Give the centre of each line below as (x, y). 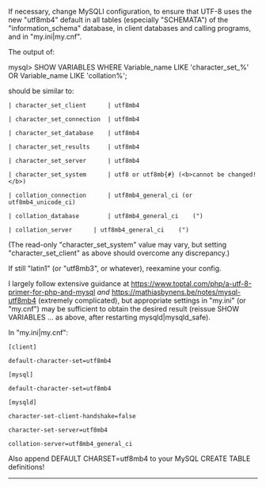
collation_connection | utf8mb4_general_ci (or (104, 195)
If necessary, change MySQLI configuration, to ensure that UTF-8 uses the (130, 11)
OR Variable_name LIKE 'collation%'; (68, 76)
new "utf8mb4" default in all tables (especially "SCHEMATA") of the (118, 20)
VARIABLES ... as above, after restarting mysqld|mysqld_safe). (110, 317)
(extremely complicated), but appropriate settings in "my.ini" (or (142, 300)
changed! (242, 175)
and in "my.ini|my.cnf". (45, 36)
